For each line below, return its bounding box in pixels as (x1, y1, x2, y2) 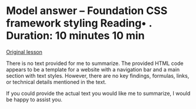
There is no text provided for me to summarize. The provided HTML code (6, 60, 184, 67)
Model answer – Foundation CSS (6, 4, 168, 18)
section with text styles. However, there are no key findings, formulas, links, (6, 72, 190, 79)
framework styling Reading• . (6, 16, 152, 30)
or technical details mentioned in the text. (6, 78, 107, 86)
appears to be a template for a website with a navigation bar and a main (6, 66, 180, 73)
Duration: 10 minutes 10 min (6, 29, 145, 42)
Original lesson (6, 48, 42, 55)
